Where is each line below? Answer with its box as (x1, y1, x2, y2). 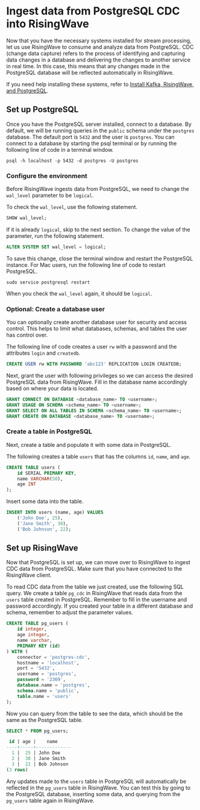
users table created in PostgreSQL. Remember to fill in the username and (6, 596, 187, 603)
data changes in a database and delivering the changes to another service (6, 56, 191, 63)
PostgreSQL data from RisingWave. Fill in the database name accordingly (6, 378, 188, 385)
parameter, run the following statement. (6, 232, 104, 239)
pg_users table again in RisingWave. (6, 797, 95, 804)
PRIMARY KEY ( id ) (17, 643, 61, 649)
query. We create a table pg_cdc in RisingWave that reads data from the (6, 590, 183, 597)
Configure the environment (6, 172, 87, 180)
